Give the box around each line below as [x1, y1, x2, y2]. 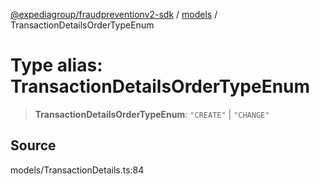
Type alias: [10, 54, 103, 77]
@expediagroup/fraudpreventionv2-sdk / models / [10, 9, 218, 20]
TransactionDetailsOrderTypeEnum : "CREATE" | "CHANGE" [34, 108, 270, 120]
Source [10, 137, 57, 154]
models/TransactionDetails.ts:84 [10, 164, 145, 176]
